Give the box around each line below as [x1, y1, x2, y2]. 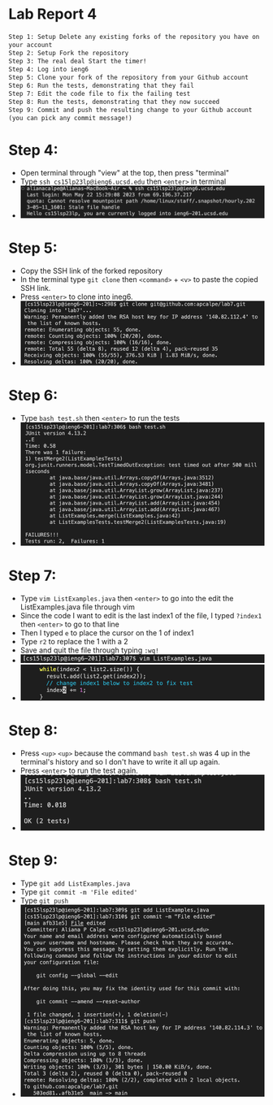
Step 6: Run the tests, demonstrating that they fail [8, 81, 195, 89]
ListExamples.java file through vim [19, 602, 136, 612]
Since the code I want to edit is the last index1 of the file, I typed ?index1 [19, 610, 262, 620]
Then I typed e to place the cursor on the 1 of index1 [19, 627, 194, 638]
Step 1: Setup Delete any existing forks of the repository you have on [8, 32, 260, 41]
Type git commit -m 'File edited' [19, 887, 138, 897]
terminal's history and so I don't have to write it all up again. [19, 756, 221, 766]
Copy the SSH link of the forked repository [19, 266, 162, 275]
